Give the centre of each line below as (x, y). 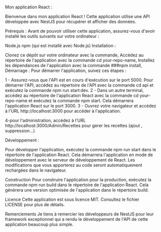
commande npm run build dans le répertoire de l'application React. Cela (77, 185)
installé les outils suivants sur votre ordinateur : (52, 36)
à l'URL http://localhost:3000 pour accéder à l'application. (63, 111)
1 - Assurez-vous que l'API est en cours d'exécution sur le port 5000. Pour (79, 80)
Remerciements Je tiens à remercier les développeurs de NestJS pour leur (80, 214)
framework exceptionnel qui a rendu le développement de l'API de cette (77, 219)
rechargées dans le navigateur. (36, 170)
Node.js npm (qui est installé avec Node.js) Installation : (61, 45)
